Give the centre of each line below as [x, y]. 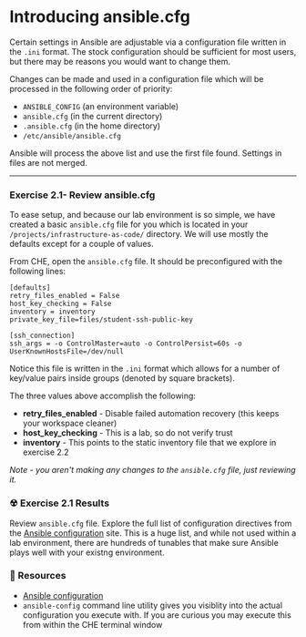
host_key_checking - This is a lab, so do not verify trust [128, 433]
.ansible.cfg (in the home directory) [92, 126]
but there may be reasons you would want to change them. [120, 61]
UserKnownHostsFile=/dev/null [67, 352]
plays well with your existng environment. [87, 552]
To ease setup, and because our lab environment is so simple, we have [143, 215]
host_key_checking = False [61, 304]
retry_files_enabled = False [65, 296]
